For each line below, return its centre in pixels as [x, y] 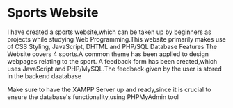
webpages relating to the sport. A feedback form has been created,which [112, 61]
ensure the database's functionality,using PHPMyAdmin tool [93, 97]
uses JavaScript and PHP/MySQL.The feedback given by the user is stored [115, 69]
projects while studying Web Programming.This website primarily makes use [116, 39]
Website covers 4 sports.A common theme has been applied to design [108, 54]
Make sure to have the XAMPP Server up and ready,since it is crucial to [109, 89]
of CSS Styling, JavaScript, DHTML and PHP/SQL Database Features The [112, 46]
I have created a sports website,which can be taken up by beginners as [110, 32]
